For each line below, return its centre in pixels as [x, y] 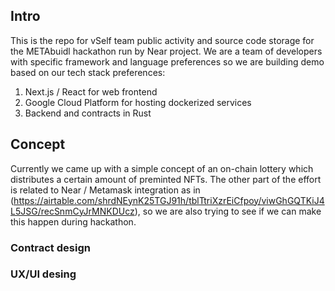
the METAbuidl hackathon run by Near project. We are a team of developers [166, 51]
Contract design [50, 247]
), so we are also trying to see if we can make [228, 211]
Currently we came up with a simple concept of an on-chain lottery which [162, 168]
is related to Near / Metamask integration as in [105, 190]
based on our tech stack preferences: [88, 72]
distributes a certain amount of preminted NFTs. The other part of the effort [166, 179]
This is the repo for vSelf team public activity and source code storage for [162, 40]
